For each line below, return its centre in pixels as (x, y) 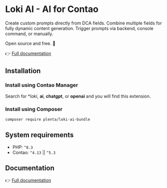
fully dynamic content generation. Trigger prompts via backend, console (79, 28)
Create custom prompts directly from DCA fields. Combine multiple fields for (83, 23)
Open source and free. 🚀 (30, 43)
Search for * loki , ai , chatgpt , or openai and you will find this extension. (78, 96)
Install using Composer (34, 109)
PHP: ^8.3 (23, 147)
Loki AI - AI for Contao (52, 9)
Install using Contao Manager (42, 85)
